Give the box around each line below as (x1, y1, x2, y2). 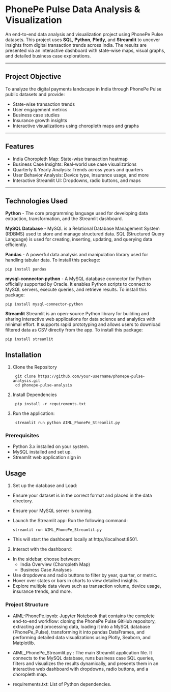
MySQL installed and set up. (12, 449, 72, 455)
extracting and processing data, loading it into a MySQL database (12, 623, 150, 629)
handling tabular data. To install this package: (5, 257, 101, 263)
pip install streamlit (5, 337, 53, 342)
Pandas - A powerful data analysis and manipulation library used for (5, 252, 149, 258)
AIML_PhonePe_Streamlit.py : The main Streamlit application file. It (12, 649, 153, 655)
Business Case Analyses (20, 567, 72, 573)
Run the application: (12, 410, 55, 416)
